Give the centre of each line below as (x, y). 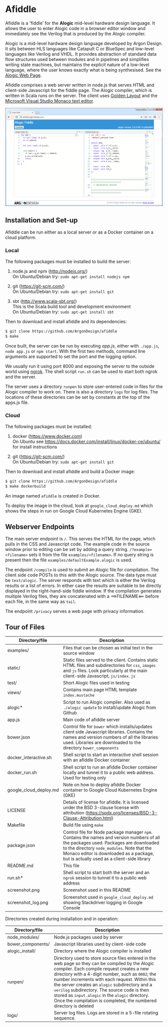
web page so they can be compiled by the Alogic (104, 963)
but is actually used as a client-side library (107, 858)
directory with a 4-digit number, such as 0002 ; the (105, 974)
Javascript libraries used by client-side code (100, 944)
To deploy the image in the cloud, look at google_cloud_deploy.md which (79, 505)
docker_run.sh (22, 772)
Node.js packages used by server (88, 937)
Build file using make (83, 825)
